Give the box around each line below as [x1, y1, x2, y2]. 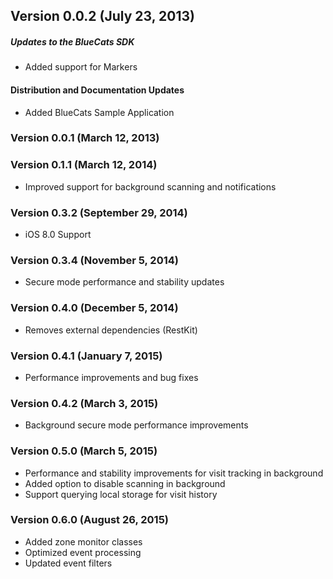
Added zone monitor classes [24, 535, 143, 548]
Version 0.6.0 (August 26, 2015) [10, 513, 169, 527]
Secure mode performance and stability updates [24, 276, 225, 288]
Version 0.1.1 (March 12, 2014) [10, 158, 158, 172]
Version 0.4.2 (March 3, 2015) [10, 396, 159, 410]
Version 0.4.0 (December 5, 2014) [10, 301, 179, 315]
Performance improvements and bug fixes [24, 371, 199, 383]
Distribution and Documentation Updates [10, 84, 185, 96]
